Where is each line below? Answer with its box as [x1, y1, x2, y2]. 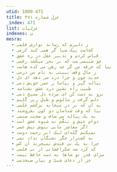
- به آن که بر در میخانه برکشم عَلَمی [11, 102, 102, 108]
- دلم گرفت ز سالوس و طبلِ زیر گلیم [11, 96, 99, 102]
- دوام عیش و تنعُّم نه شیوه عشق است [11, 119, 99, 125]
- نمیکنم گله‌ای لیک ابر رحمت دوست [11, 129, 96, 136]
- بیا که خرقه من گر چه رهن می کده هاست [11, 63, 112, 70]
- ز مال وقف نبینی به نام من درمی [11, 69, 96, 75]
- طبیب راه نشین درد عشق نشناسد [11, 86, 92, 92]
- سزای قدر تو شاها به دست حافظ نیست [11, 151, 105, 157]
